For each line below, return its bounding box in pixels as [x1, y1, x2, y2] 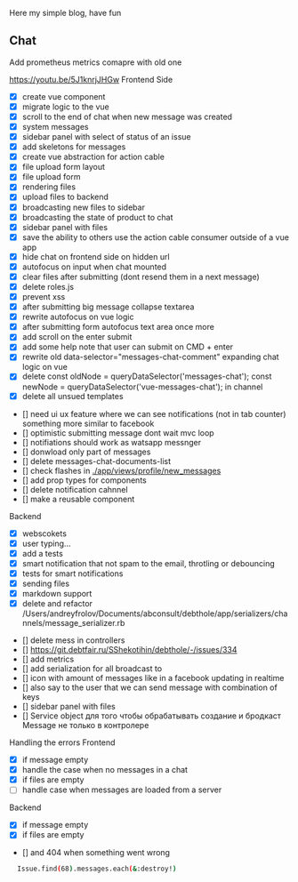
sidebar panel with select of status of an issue [21, 132, 191, 142]
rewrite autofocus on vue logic [21, 311, 134, 323]
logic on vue [21, 362, 68, 373]
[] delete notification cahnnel [21, 484, 128, 494]
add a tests [21, 548, 64, 558]
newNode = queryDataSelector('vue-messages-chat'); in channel [21, 381, 263, 392]
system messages [21, 122, 89, 132]
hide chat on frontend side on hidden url [21, 251, 171, 261]
